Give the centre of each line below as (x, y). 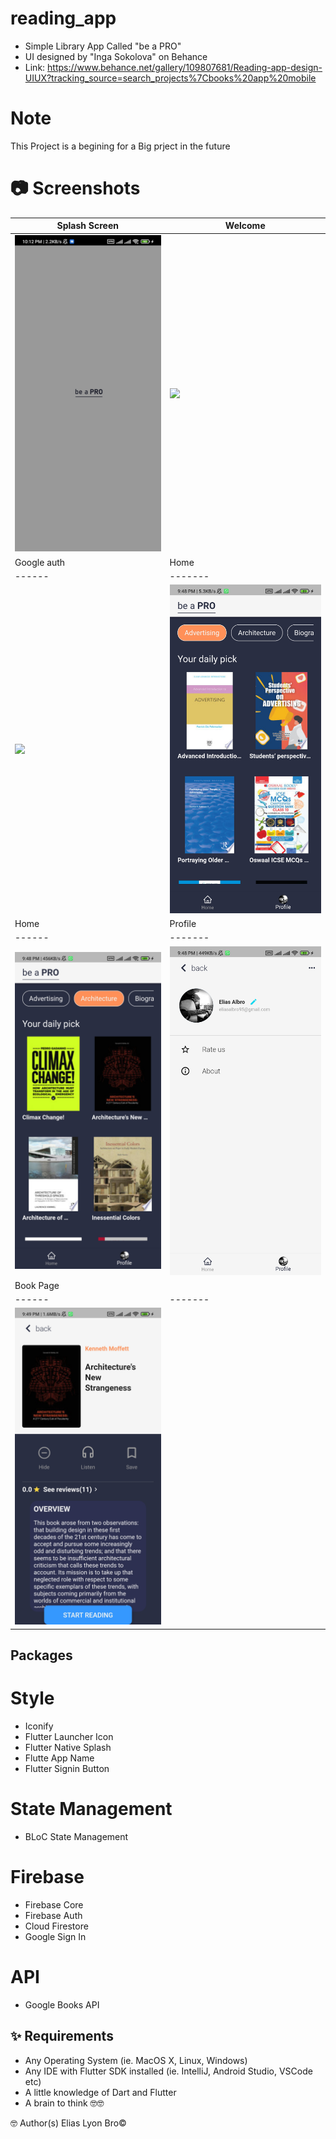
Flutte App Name (59, 1758)
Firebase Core (54, 1904)
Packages (41, 1655)
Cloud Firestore (56, 1926)
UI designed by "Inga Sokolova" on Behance (116, 56)
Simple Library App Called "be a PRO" (103, 46)
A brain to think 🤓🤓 (64, 2103)
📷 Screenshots (75, 188)
